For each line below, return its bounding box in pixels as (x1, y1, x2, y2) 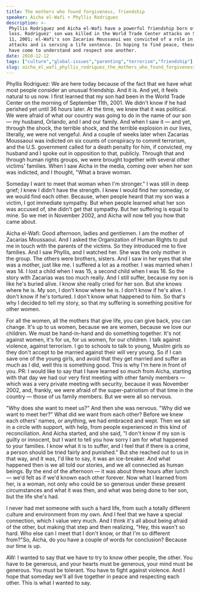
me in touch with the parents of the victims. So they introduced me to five (6, 242, 186, 250)
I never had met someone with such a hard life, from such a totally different (6, 505, 190, 512)
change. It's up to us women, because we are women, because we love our (6, 324, 192, 331)
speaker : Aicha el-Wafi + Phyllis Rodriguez (6, 14, 118, 20)
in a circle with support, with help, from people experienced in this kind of (6, 424, 187, 431)
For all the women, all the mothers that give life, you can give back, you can (6, 317, 192, 324)
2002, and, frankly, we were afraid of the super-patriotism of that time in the (6, 387, 193, 394)
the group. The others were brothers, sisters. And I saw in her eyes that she (6, 255, 192, 262)
